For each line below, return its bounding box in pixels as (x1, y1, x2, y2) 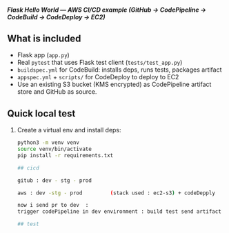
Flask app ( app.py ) (17, 51, 70, 59)
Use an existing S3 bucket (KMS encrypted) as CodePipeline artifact (17, 80, 212, 89)
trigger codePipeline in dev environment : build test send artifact (17, 208, 222, 215)
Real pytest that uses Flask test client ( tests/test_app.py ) (17, 59, 183, 67)
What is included (7, 32, 81, 44)
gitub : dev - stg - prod (17, 176, 92, 184)
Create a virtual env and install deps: (17, 126, 122, 134)
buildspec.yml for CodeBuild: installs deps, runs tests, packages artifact (17, 65, 222, 74)
